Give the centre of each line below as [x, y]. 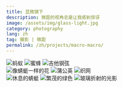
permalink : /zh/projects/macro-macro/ [55, 46]
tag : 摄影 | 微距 [26, 40]
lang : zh [17, 34]
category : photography [35, 28]
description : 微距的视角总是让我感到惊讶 [53, 17]
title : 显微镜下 [25, 12]
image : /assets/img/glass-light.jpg [52, 23]
